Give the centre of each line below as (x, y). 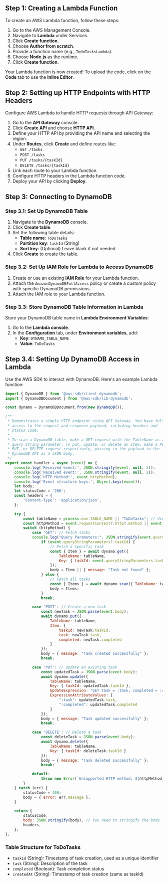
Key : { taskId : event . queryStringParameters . (107, 561)
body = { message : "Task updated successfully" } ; (95, 719)
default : (41, 774)
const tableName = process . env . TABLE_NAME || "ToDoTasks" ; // (89, 518)
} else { (50, 575)
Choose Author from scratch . (43, 46)
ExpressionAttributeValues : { (81, 695)
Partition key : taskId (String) (50, 243)
